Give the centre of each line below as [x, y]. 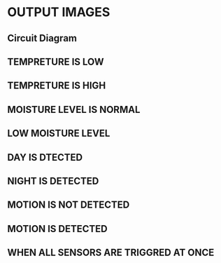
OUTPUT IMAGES [59, 12]
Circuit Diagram [42, 38]
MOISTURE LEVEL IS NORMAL [74, 109]
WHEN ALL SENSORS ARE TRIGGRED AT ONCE [111, 253]
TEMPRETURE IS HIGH [57, 86]
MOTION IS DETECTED [57, 229]
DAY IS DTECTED [45, 157]
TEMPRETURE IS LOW [56, 61]
